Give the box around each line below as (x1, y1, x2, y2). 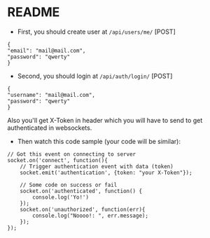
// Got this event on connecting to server (7, 150, 136, 158)
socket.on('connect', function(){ (7, 157, 108, 164)
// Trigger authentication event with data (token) (20, 163, 174, 170)
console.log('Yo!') (32, 194, 90, 201)
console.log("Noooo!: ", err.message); (32, 212, 149, 219)
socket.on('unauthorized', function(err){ (20, 206, 146, 213)
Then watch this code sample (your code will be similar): (17, 137, 181, 145)
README (7, 4, 60, 20)
